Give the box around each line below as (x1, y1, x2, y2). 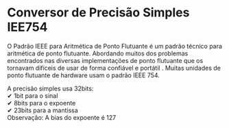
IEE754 (7, 19, 48, 35)
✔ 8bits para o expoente (7, 99, 76, 107)
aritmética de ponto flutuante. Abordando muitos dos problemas (7, 49, 189, 57)
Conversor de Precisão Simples (7, 5, 190, 21)
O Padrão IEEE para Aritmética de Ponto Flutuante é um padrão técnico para (7, 42, 223, 50)
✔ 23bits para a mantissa (7, 106, 79, 114)
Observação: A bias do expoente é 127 (7, 113, 117, 121)
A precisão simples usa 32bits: (7, 84, 94, 92)
